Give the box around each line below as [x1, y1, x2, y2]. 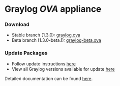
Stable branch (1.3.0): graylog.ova [11, 32, 81, 38]
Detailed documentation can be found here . [4, 75, 93, 82]
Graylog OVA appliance [4, 3, 102, 15]
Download [4, 21, 30, 28]
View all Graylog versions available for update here [11, 66, 115, 72]
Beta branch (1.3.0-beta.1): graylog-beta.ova [11, 37, 101, 43]
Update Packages [4, 50, 48, 57]
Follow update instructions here [11, 60, 76, 67]
